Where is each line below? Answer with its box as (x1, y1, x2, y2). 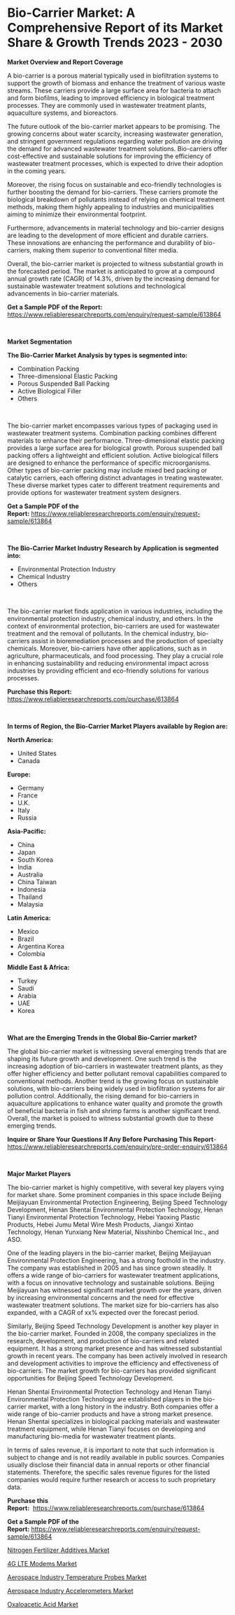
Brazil (17, 935, 34, 943)
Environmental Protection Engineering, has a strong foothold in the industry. (7, 1256, 226, 1264)
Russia (17, 813, 37, 822)
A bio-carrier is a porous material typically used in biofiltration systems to (7, 71, 219, 80)
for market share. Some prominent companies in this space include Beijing (7, 1190, 222, 1198)
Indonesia (17, 885, 46, 893)
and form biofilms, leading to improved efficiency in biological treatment (7, 93, 215, 102)
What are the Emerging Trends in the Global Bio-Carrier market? (7, 1033, 197, 1042)
